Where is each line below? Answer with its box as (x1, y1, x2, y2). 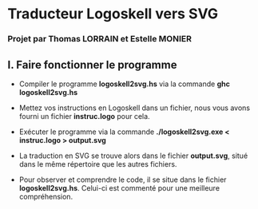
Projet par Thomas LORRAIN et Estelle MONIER (7, 34, 193, 45)
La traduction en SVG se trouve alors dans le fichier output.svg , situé (18, 151, 248, 160)
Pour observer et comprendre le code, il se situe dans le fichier (18, 175, 227, 184)
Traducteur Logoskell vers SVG (7, 5, 219, 23)
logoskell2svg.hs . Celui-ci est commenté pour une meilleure (18, 183, 220, 192)
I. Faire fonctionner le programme (7, 57, 177, 72)
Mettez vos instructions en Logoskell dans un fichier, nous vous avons (18, 103, 251, 112)
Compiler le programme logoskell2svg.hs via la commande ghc (18, 79, 231, 89)
